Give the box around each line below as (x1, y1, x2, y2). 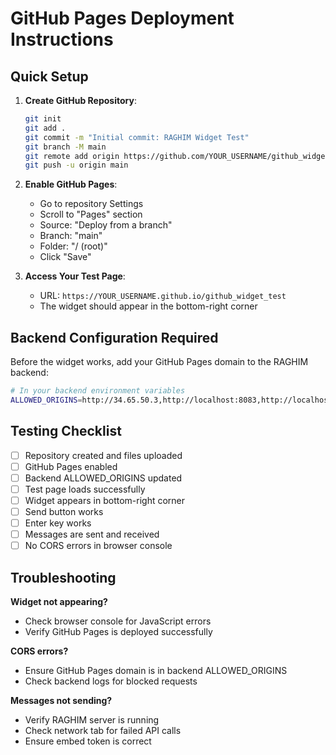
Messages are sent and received (24, 528, 160, 541)
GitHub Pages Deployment (10, 7, 235, 30)
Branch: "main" (39, 230, 103, 242)
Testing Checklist (10, 423, 122, 440)
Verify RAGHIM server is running (24, 714, 160, 726)
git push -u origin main (24, 160, 129, 171)
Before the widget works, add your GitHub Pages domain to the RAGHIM (10, 356, 309, 368)
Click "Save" (39, 251, 92, 263)
